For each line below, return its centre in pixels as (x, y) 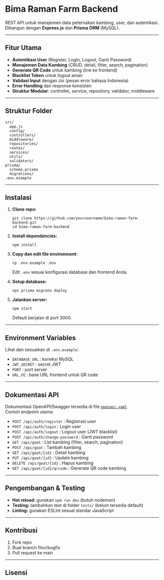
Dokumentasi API (32, 395)
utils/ (16, 156)
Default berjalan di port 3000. (42, 318)
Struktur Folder (29, 111)
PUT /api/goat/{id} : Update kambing (50, 458)
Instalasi (18, 197)
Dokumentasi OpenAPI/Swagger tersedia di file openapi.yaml (66, 406)
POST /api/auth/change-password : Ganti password (62, 437)
